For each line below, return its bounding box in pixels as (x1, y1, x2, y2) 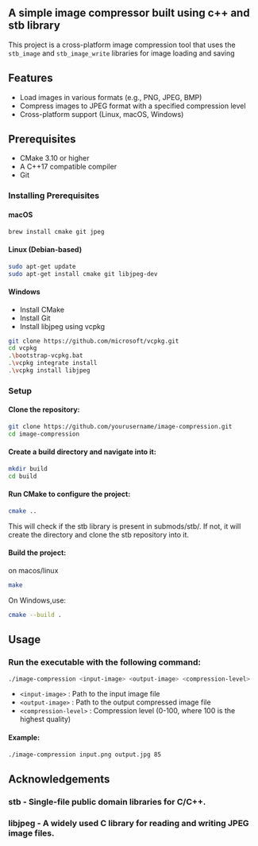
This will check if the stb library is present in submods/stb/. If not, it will (8, 521, 241, 531)
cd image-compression (8, 429, 80, 438)
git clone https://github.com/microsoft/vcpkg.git (8, 337, 179, 345)
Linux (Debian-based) (8, 245, 82, 254)
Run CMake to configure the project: (8, 489, 131, 499)
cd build (8, 472, 37, 480)
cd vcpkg (8, 344, 37, 352)
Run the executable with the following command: (8, 657, 201, 668)
